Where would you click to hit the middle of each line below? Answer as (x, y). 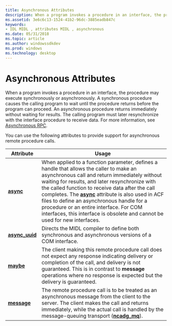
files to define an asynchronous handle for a (94, 201)
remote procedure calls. (30, 141)
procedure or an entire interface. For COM (92, 207)
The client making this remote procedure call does (102, 250)
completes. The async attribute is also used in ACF (103, 194)
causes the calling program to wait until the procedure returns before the (82, 104)
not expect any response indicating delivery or (98, 256)
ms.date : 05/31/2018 (27, 34)
